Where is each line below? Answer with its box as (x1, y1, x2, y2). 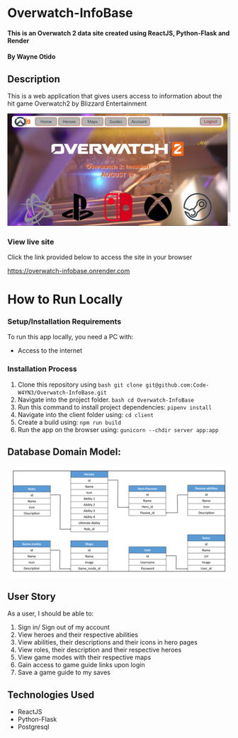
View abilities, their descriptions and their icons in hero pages (17, 638, 198, 647)
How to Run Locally (7, 292, 123, 307)
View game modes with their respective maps (17, 653, 152, 662)
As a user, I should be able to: (7, 609, 94, 618)
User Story (7, 590, 56, 603)
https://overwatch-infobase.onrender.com (7, 266, 130, 275)
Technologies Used (7, 688, 94, 700)
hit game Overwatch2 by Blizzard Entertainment (7, 99, 147, 108)
